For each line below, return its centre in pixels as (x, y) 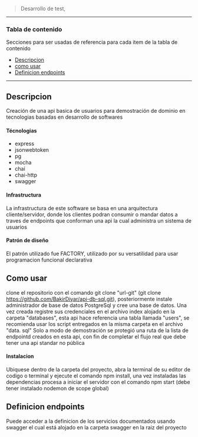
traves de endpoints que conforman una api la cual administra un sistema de (99, 220)
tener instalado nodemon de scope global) (57, 388)
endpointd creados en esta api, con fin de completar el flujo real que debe (96, 337)
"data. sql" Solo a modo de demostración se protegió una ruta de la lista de (97, 330)
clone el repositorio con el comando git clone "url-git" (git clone (83, 292)
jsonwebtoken (32, 150)
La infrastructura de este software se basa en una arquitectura (82, 208)
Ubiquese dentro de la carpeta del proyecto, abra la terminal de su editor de (98, 369)
